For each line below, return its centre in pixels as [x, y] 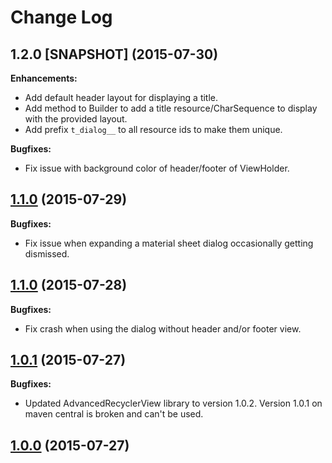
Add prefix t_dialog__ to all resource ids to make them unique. [153, 129]
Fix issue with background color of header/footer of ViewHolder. [157, 168]
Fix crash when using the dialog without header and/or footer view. [163, 328]
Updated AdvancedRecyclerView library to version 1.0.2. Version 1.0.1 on [173, 403]
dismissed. [47, 253]
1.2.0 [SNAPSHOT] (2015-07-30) [114, 54]
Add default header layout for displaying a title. [121, 97]
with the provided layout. [76, 119]
